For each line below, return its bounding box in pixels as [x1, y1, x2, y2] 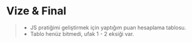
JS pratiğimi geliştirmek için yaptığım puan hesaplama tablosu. [30, 24, 187, 31]
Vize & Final [6, 4, 67, 18]
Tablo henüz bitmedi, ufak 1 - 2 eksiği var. [30, 30, 134, 37]
